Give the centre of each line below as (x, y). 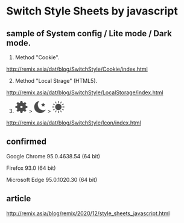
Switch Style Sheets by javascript (92, 11)
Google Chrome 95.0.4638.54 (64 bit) (53, 156)
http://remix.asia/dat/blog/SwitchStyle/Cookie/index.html (77, 69)
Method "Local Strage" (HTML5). (56, 81)
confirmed (27, 142)
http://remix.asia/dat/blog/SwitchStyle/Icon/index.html (74, 123)
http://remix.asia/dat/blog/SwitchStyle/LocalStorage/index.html (85, 92)
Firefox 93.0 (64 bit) (31, 168)
